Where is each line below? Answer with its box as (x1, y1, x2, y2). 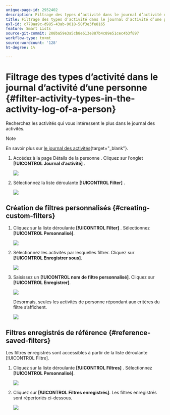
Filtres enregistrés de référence (6, 328, 107, 337)
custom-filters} (6, 211, 55, 220)
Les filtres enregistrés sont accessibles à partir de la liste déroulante (6, 350, 148, 356)
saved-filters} (6, 336, 51, 345)
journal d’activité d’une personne (6, 82, 148, 94)
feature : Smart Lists (6, 26, 51, 31)
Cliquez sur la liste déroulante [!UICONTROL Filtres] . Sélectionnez (13, 365, 153, 371)
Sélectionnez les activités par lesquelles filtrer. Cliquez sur (13, 250, 135, 256)
